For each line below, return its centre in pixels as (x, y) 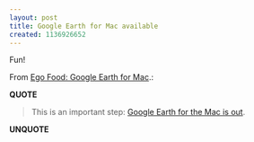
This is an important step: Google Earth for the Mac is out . (138, 112)
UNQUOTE (29, 129)
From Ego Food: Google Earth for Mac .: (82, 77)
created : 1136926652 (48, 34)
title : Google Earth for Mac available (84, 26)
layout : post (34, 18)
